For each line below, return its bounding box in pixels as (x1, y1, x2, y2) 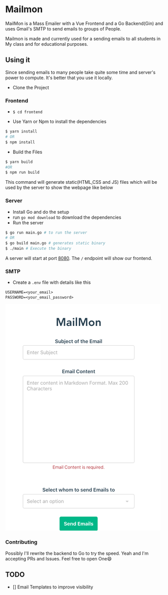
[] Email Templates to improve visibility (12, 584, 93, 590)
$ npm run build (5, 170, 40, 175)
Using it (5, 56, 30, 64)
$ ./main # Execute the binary (5, 246, 72, 251)
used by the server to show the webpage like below (5, 184, 113, 191)
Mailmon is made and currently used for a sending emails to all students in (5, 36, 161, 42)
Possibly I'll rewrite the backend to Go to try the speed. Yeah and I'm (5, 550, 149, 556)
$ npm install (5, 140, 36, 145)
